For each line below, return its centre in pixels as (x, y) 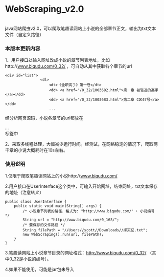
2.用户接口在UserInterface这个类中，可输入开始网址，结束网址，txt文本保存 (82, 186)
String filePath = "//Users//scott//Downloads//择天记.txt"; (85, 230)
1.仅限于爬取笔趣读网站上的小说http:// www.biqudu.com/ (61, 176)
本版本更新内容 (23, 49)
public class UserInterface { (36, 201)
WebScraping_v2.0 (45, 9)
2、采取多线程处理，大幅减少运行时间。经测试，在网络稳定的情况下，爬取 (79, 144)
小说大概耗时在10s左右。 (43, 150)
